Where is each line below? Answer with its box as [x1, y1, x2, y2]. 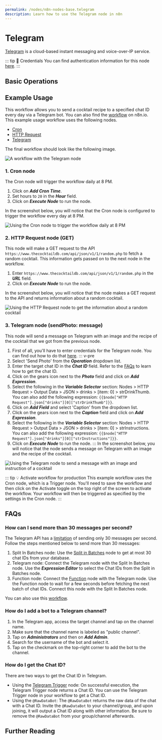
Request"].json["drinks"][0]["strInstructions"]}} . [12, 435, 118, 441]
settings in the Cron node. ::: [5, 496, 62, 502]
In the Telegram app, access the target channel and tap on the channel [12, 619, 154, 624]
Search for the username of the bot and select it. [12, 639, 110, 645]
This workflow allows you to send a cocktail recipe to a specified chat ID [5, 106, 150, 112]
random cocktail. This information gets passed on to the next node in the [5, 256, 150, 262]
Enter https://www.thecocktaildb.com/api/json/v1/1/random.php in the [12, 270, 154, 276]
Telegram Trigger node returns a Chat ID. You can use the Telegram [12, 687, 147, 693]
